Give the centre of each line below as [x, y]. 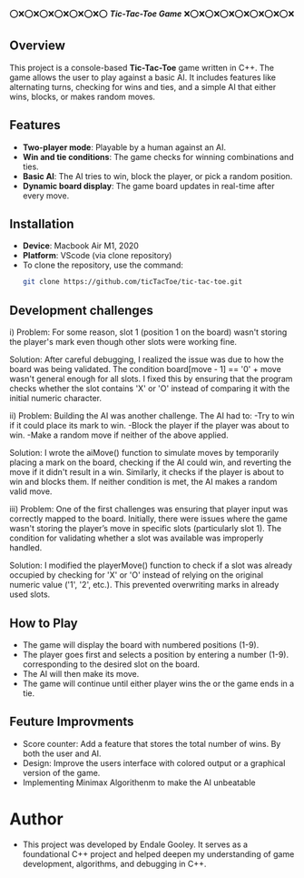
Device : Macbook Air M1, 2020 [80, 246]
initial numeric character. [56, 399]
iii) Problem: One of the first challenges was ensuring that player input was [149, 510]
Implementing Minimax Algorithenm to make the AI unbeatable [139, 782]
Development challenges [82, 310]
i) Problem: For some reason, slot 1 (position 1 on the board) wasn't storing [148, 332]
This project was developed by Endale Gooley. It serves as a [135, 844]
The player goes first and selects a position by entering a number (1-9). [156, 654]
